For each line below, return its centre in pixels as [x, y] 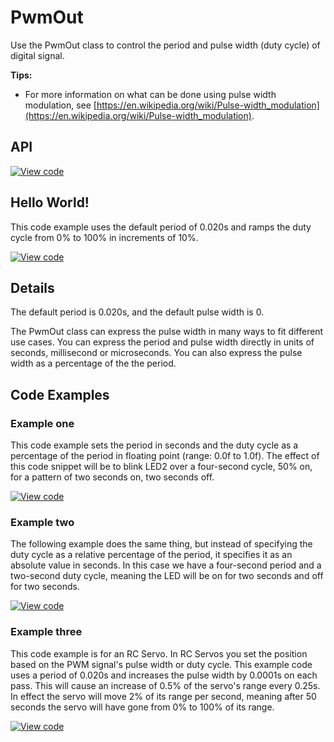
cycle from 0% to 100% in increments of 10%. [104, 237]
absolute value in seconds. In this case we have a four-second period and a [166, 565]
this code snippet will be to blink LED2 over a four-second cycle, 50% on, [161, 467]
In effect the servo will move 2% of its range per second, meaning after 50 [163, 696]
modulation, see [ [60, 105]
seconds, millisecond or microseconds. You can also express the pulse [156, 353]
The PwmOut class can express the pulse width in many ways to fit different [167, 332]
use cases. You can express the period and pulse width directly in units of [162, 342]
